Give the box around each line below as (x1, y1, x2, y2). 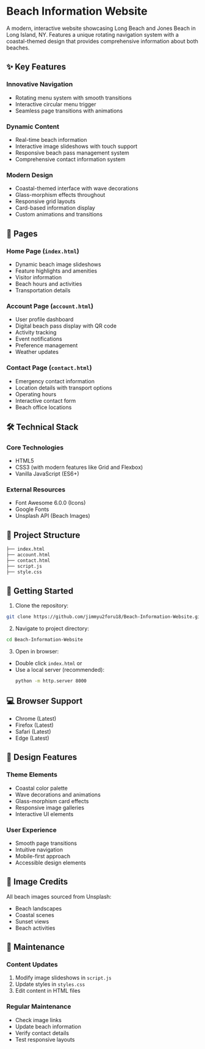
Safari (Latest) (15, 727, 51, 735)
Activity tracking (15, 329, 57, 336)
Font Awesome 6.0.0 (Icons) (15, 499, 86, 507)
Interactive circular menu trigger (15, 100, 96, 108)
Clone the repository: (15, 602, 69, 609)
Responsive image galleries (15, 804, 84, 811)
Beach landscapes (15, 905, 62, 912)
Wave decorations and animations (15, 790, 101, 798)
